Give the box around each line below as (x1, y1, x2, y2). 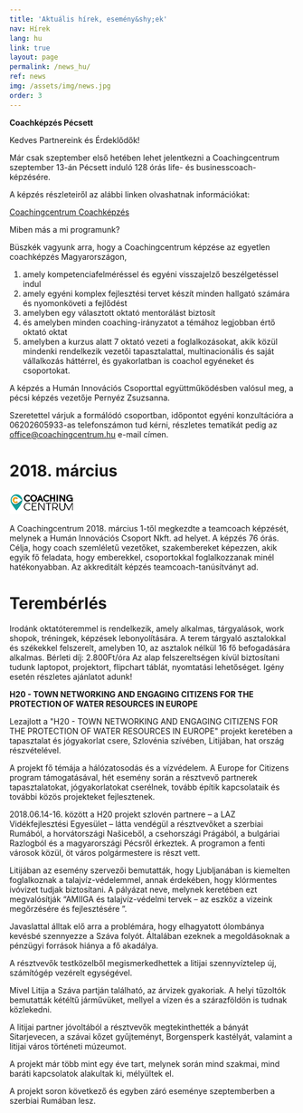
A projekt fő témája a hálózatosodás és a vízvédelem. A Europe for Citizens (9, 762, 289, 773)
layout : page (9, 53, 59, 62)
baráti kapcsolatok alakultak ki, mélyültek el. (9, 1068, 175, 1079)
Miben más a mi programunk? (9, 224, 120, 235)
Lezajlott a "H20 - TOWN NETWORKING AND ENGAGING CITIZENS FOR (9, 715, 279, 726)
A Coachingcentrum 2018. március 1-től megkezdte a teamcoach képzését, (9, 523, 289, 533)
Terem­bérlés (9, 593, 108, 613)
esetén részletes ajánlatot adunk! (9, 671, 133, 682)
